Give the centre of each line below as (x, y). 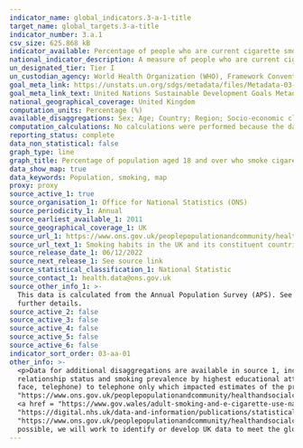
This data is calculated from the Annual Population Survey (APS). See (155, 294)
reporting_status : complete (62, 135)
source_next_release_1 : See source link (87, 261)
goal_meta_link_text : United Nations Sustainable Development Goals (141, 93)
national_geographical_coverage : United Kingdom (102, 102)
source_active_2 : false (54, 312)
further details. (50, 303)
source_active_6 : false (54, 345)
